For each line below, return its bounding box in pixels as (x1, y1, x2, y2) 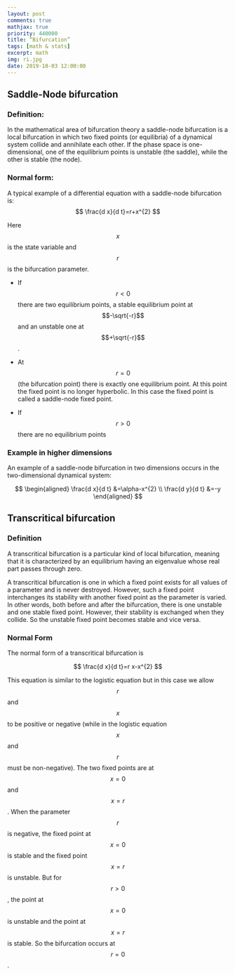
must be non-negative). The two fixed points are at (7, 763, 154, 772)
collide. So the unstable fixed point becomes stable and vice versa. (7, 615, 201, 623)
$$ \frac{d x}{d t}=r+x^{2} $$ (75, 207, 161, 215)
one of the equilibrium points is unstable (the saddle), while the (45, 148, 228, 157)
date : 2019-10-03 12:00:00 (7, 62, 86, 69)
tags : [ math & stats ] (7, 43, 71, 50)
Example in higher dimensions (7, 447, 112, 457)
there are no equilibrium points (17, 430, 107, 439)
